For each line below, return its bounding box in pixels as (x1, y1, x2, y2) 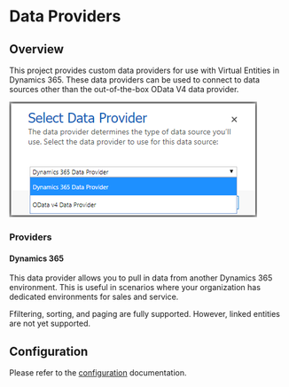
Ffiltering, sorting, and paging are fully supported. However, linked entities (9, 309, 281, 320)
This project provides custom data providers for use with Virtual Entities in (9, 65, 280, 75)
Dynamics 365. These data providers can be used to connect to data (9, 75, 260, 85)
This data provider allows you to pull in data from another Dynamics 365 (9, 272, 273, 283)
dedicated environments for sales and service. (9, 291, 179, 303)
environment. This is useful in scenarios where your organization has (9, 282, 262, 293)
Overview (9, 42, 65, 57)
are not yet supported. (9, 318, 91, 329)
